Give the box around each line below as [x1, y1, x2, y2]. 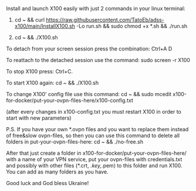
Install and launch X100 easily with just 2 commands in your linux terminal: [6, 5, 186, 12]
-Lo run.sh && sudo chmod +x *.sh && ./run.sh [76, 23, 188, 29]
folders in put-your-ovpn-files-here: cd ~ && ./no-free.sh [6, 138, 144, 145]
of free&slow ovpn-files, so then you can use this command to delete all [6, 132, 180, 139]
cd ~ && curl [14, 16, 45, 23]
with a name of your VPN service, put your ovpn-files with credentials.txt [6, 156, 183, 163]
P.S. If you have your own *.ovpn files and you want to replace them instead [6, 126, 189, 132]
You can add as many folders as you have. [6, 168, 109, 175]
